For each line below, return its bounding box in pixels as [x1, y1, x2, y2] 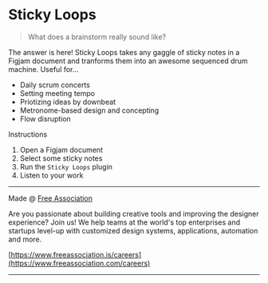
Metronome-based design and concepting [19, 106, 160, 115]
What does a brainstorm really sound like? [27, 32, 166, 42]
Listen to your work [19, 170, 84, 180]
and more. [8, 234, 42, 244]
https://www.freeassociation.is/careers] [10, 249, 142, 259]
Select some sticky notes [19, 153, 103, 163]
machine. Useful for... [8, 64, 79, 74]
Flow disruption [19, 114, 72, 123]
